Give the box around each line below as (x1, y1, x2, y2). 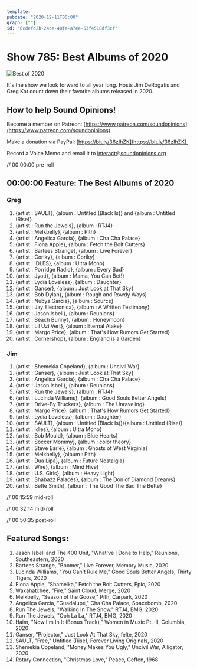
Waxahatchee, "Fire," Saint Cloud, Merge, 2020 (15, 587, 131, 594)
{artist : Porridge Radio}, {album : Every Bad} (15, 266, 124, 273)
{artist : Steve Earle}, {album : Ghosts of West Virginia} (15, 444, 148, 452)
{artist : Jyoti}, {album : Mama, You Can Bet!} (15, 272, 124, 279)
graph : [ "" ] (6, 19, 36, 25)
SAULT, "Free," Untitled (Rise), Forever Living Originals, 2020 (15, 637, 164, 644)
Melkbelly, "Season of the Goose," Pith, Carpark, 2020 (15, 593, 148, 600)
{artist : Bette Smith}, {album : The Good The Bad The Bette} (15, 482, 162, 489)
